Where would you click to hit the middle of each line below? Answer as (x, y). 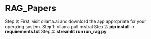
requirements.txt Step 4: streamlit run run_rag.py (56, 31)
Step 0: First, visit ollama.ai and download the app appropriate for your (76, 21)
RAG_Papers (31, 8)
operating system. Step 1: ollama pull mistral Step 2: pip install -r (70, 26)
